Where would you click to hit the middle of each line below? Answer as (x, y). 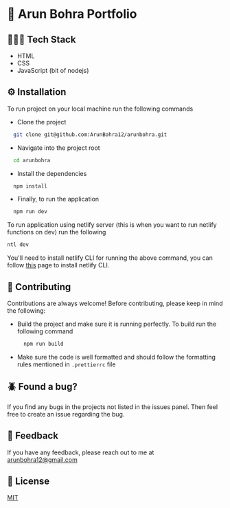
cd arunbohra (32, 160)
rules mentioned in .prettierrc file (66, 364)
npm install (31, 186)
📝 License (28, 481)
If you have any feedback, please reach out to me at (81, 452)
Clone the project (42, 122)
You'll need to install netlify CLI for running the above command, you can (110, 258)
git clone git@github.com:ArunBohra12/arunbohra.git (90, 134)
